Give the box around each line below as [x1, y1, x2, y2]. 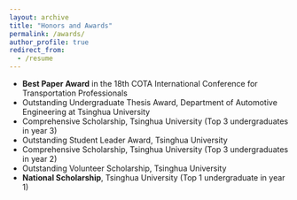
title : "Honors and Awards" [9, 21, 113, 30]
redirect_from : [9, 46, 66, 55]
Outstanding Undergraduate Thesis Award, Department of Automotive [21, 97, 277, 107]
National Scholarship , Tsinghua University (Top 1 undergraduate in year [21, 173, 285, 182]
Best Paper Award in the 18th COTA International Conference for [21, 79, 259, 88]
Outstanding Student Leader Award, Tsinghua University [21, 135, 228, 145]
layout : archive [9, 12, 69, 22]
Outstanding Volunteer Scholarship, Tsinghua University [21, 163, 227, 173]
